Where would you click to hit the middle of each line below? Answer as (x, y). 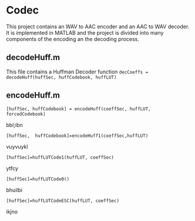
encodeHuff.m (33, 96)
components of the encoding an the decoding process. (73, 39)
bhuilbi (14, 190)
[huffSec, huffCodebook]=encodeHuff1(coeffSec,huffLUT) (77, 136)
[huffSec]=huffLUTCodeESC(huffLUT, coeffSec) (63, 200)
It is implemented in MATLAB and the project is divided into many (85, 32)
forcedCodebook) (26, 114)
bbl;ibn (14, 125)
